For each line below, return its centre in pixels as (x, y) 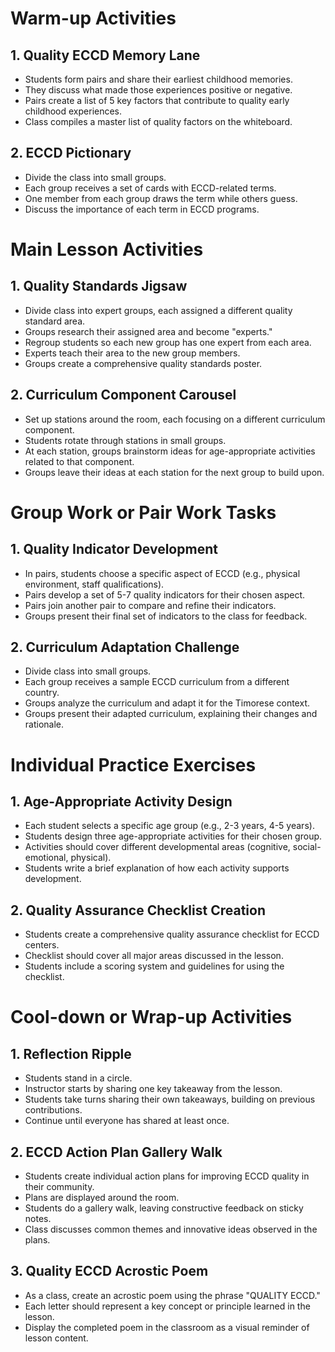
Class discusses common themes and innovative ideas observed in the (171, 1229)
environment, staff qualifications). (94, 584)
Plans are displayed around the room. (102, 1198)
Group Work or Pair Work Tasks (143, 512)
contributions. (53, 1110)
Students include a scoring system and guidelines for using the (154, 966)
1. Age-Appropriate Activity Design (121, 802)
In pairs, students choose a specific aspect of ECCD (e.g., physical (162, 573)
